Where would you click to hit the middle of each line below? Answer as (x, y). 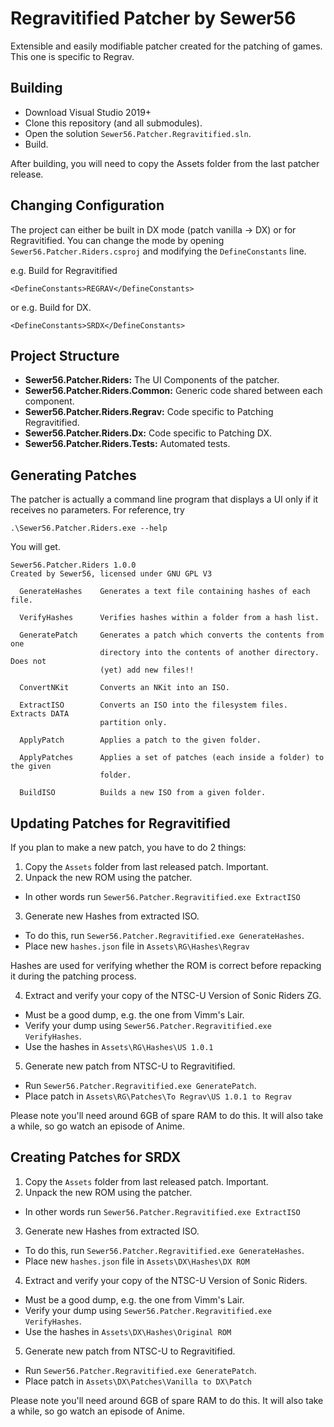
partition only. (133, 723)
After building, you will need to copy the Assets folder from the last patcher (165, 163)
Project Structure (65, 355)
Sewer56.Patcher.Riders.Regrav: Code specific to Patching (149, 412)
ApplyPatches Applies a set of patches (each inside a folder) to (172, 758)
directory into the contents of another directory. (209, 653)
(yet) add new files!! (147, 670)
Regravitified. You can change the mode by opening (117, 240)
